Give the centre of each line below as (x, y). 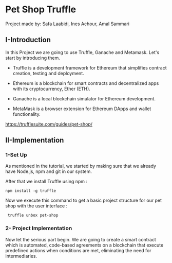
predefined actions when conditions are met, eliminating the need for (78, 250)
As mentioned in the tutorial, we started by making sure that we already (81, 166)
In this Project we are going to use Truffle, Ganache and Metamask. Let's (82, 52)
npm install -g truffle (31, 191)
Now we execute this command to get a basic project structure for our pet (83, 200)
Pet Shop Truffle (41, 10)
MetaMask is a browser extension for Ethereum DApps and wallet (82, 109)
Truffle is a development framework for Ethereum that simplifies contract (90, 67)
